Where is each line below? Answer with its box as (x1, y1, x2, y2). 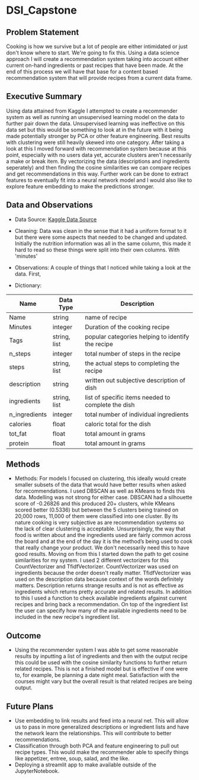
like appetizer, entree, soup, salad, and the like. (14, 755, 130, 762)
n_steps (9, 349, 31, 357)
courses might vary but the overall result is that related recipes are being (14, 678, 192, 685)
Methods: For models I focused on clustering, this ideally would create (14, 475, 187, 482)
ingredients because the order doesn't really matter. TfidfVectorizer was (14, 570, 191, 577)
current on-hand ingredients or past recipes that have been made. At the (6, 62, 184, 69)
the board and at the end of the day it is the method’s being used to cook (14, 538, 192, 545)
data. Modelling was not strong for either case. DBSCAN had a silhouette (14, 494, 192, 501)
